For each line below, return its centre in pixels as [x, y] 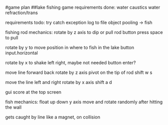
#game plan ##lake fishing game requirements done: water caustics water [83, 7]
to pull [12, 38]
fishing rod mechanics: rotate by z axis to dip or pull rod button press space [84, 32]
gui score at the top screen [33, 92]
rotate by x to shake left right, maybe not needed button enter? [71, 62]
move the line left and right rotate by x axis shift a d [59, 82]
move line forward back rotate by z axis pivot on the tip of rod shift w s [79, 72]
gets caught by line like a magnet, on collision [53, 117]
